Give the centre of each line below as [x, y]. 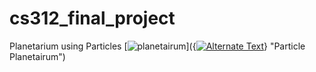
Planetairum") [37, 56]
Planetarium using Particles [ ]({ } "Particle [157, 46]
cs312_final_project [92, 18]
